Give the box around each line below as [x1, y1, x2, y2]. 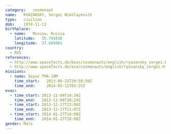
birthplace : [5, 26, 31, 32]
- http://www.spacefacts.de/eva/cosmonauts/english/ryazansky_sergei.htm [10, 64, 169, 69]
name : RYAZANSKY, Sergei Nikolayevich [5, 12, 93, 17]
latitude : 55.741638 [14, 36, 63, 41]
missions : [5, 69, 26, 74]
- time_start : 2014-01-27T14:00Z [10, 112, 81, 117]
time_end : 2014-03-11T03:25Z [14, 83, 85, 88]
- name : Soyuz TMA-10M [10, 74, 58, 79]
